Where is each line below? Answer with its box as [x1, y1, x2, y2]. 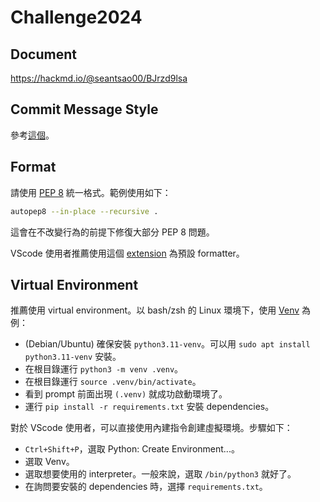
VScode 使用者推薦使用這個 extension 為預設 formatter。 [10, 247, 245, 259]
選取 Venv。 [24, 456, 75, 468]
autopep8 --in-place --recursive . [10, 206, 159, 216]
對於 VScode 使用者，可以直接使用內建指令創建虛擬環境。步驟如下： [10, 422, 293, 434]
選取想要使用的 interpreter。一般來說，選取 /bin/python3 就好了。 [24, 468, 297, 480]
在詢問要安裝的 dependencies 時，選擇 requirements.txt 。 [24, 481, 268, 493]
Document [10, 46, 77, 63]
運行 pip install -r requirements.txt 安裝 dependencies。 [24, 401, 275, 413]
